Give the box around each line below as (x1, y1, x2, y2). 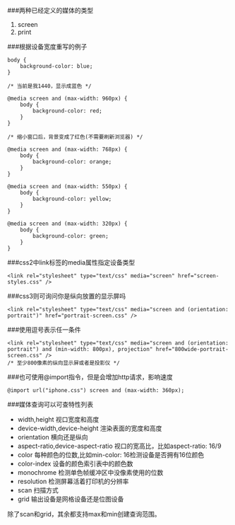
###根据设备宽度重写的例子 (7, 42, 88, 51)
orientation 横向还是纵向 (17, 433, 88, 441)
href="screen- (177, 272, 219, 279)
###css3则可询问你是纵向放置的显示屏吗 (7, 292, 126, 300)
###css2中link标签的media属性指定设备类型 (7, 258, 135, 267)
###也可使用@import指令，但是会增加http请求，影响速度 (7, 373, 173, 381)
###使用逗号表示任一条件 (7, 325, 81, 334)
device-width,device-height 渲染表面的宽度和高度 (17, 424, 162, 432)
